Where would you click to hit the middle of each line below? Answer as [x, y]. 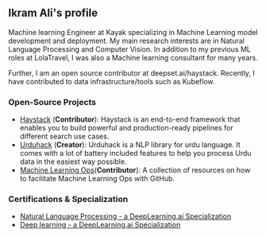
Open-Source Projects [52, 102]
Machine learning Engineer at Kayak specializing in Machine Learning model [133, 32]
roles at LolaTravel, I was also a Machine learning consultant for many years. [133, 57]
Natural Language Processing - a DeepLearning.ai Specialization [125, 216]
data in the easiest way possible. [73, 161]
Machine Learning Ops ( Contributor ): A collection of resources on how [135, 170]
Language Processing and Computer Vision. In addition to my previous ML [130, 49]
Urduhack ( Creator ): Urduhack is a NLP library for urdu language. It [130, 145]
